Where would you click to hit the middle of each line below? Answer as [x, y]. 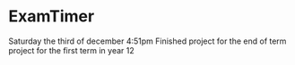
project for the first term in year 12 [72, 50]
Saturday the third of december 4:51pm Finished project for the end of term [147, 41]
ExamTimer [52, 16]
